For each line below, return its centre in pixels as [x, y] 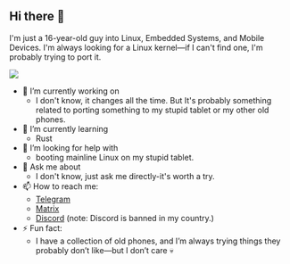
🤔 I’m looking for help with [70, 147]
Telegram [53, 199]
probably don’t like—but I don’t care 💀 [104, 250]
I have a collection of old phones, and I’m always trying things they [158, 241]
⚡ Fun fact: [42, 227]
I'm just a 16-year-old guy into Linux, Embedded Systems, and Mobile [137, 37]
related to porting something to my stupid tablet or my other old [152, 110]
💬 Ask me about [51, 167]
